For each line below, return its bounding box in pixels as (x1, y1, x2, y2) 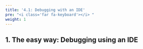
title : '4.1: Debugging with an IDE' (5, 7, 85, 13)
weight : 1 (5, 17, 26, 22)
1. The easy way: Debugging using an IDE (5, 35, 138, 44)
